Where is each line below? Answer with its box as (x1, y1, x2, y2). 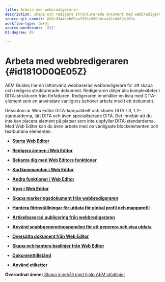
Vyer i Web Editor (12, 186, 49, 191)
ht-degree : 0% (5, 30, 34, 35)
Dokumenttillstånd (12, 252, 52, 258)
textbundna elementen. (5, 128, 52, 134)
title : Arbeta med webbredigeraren (5, 7, 78, 12)
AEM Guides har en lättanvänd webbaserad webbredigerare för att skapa (5, 82, 153, 88)
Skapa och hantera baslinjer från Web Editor (12, 243, 105, 249)
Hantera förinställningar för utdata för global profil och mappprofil (12, 205, 150, 211)
